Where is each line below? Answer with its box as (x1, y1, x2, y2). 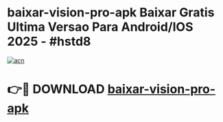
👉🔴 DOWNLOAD (7, 82, 105, 97)
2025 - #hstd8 (7, 34, 91, 49)
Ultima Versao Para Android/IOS (7, 19, 193, 35)
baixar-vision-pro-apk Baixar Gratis (7, 5, 215, 20)
